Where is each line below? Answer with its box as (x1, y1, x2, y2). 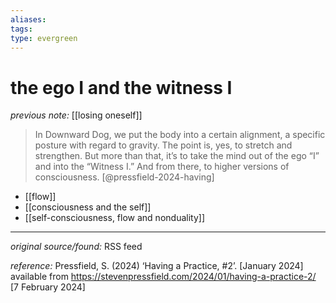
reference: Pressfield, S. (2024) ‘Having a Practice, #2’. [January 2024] (10, 260, 304, 272)
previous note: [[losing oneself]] (10, 109, 143, 121)
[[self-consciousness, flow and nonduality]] (24, 212, 205, 224)
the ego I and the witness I (10, 76, 233, 99)
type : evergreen (10, 33, 78, 43)
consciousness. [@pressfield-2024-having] (34, 171, 215, 183)
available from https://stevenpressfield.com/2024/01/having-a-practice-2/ (10, 271, 317, 283)
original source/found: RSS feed (10, 241, 143, 253)
